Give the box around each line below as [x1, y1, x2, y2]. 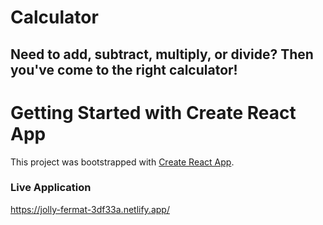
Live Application [10, 181, 92, 195]
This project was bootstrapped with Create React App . [10, 156, 235, 168]
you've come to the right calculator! [10, 61, 238, 78]
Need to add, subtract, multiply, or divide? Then [10, 46, 314, 63]
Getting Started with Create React [10, 101, 297, 124]
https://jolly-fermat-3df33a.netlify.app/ [10, 203, 170, 215]
